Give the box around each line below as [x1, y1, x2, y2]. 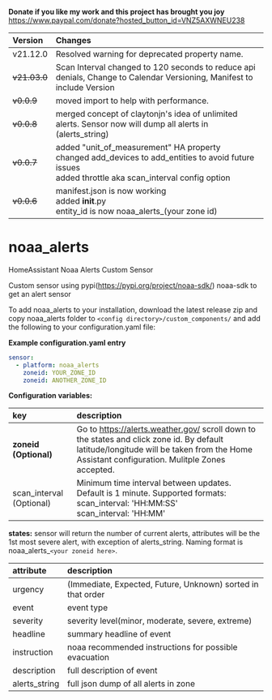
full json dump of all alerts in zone [67, 678, 196, 689]
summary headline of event [67, 629, 172, 640]
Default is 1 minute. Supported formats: [76, 487, 227, 499]
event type [67, 602, 108, 613]
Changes [55, 35, 91, 45]
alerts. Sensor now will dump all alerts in [55, 118, 209, 129]
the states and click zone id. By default [76, 434, 224, 445]
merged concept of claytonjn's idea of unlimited [55, 109, 238, 119]
